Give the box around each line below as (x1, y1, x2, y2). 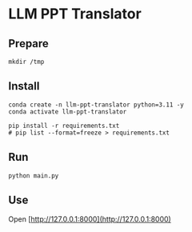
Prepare (8, 37, 50, 50)
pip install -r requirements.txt (8, 122, 120, 130)
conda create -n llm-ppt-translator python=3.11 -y (8, 101, 184, 109)
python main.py (8, 171, 59, 180)
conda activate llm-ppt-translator (8, 107, 127, 116)
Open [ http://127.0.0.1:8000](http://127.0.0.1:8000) (8, 214, 172, 224)
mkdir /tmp (8, 58, 45, 66)
